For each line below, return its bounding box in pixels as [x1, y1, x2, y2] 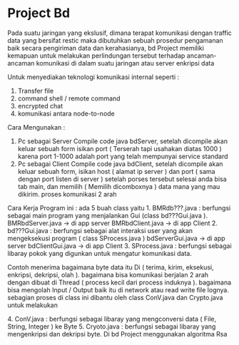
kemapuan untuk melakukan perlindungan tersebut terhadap [7, 51, 185, 60]
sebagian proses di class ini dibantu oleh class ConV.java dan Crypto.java [7, 293, 223, 302]
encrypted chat [17, 101, 63, 110]
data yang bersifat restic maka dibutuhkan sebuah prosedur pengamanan [7, 36, 223, 44]
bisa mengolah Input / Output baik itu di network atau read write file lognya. [7, 285, 230, 294]
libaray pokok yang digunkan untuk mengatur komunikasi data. [7, 249, 193, 257]
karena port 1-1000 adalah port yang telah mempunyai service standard [17, 152, 228, 160]
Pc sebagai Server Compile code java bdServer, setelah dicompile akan [17, 137, 228, 145]
